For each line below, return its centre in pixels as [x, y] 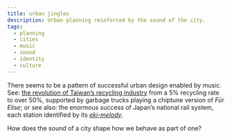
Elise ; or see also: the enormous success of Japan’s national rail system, [110, 107]
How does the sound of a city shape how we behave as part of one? [105, 128]
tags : [15, 26]
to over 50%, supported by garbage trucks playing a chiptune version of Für [116, 100]
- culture [27, 65]
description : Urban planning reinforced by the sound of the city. [107, 20]
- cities [26, 40]
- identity [29, 59]
